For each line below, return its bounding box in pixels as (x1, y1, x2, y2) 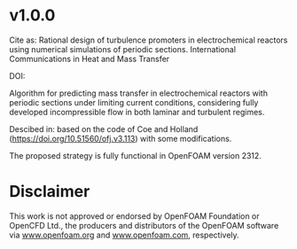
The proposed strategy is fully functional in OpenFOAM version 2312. (9, 150, 262, 160)
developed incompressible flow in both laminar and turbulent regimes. (9, 106, 265, 117)
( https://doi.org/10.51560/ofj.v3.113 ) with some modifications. (9, 133, 232, 144)
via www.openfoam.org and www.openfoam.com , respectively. (9, 230, 239, 240)
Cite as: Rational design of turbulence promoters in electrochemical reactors (9, 35, 288, 45)
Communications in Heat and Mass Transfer (9, 53, 170, 64)
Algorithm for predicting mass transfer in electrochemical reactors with (9, 88, 269, 98)
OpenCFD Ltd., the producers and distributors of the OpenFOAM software (9, 220, 279, 230)
